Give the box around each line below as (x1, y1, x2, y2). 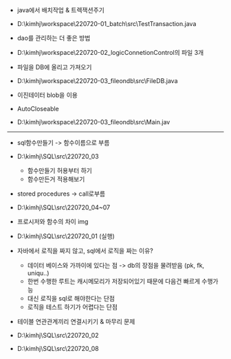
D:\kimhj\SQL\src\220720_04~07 (16, 203, 111, 211)
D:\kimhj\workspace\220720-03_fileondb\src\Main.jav (16, 118, 170, 126)
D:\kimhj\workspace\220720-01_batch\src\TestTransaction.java (16, 20, 197, 27)
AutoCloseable (16, 105, 60, 113)
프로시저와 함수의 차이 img (16, 218, 89, 225)
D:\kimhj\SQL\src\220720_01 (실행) (16, 232, 115, 240)
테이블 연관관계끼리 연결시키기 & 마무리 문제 (16, 318, 135, 325)
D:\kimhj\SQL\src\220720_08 (16, 345, 100, 352)
